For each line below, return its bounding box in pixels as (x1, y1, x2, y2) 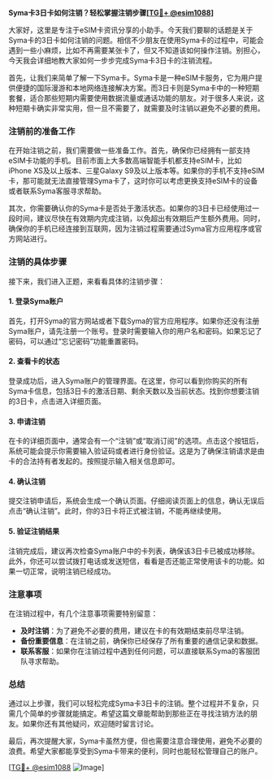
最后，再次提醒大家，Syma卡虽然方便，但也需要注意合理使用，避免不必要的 (8, 736, 262, 746)
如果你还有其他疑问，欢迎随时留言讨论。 (22, 719, 158, 729)
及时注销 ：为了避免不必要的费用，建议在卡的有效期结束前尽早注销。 (19, 626, 249, 635)
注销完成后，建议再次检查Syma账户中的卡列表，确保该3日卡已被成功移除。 (8, 546, 260, 556)
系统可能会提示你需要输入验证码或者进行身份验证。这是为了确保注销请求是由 (8, 446, 265, 456)
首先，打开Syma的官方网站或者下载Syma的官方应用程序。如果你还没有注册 (8, 316, 260, 326)
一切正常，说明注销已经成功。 (15, 566, 115, 576)
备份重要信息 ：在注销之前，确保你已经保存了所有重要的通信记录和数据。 (19, 635, 262, 645)
